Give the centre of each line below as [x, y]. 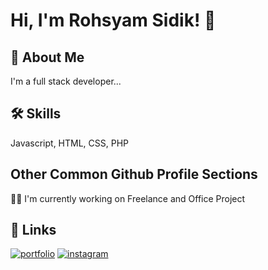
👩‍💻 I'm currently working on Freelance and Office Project [128, 198]
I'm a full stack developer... [66, 81]
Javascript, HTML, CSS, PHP [70, 143]
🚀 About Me [47, 57]
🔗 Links [33, 230]
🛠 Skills [36, 114]
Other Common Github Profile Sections [134, 174]
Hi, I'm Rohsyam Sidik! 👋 [113, 20]
